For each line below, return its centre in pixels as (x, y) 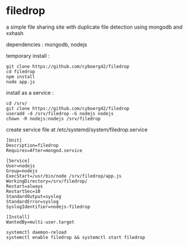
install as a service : (30, 92)
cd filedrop (20, 71)
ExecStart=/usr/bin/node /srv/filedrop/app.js (64, 176)
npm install (20, 77)
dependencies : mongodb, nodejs (47, 44)
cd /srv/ (17, 103)
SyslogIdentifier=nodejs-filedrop (48, 207)
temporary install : (28, 56)
